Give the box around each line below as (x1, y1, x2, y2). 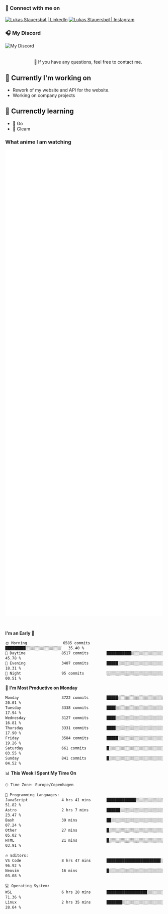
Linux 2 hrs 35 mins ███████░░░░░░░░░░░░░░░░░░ (5, 899, 163, 905)
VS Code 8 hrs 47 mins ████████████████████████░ (5, 858, 163, 863)
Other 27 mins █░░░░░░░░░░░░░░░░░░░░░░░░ (5, 828, 163, 833)
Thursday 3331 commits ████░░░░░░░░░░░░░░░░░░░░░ (5, 725, 163, 731)
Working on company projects (12, 92, 75, 99)
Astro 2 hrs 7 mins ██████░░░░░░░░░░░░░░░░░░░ (5, 807, 163, 812)
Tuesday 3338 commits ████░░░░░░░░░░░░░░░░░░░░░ (5, 705, 163, 710)
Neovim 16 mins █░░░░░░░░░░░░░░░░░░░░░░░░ (5, 868, 163, 873)
